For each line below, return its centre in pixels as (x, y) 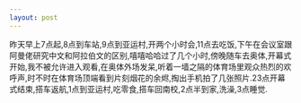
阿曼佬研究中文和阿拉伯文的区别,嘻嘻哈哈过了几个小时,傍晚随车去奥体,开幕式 (150, 56)
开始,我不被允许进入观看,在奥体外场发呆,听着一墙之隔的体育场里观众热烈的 (147, 66)
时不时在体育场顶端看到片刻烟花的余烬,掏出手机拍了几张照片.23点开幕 (156, 78)
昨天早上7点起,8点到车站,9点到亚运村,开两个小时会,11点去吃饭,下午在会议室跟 (151, 44)
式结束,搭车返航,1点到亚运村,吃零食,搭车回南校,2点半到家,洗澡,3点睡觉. (138, 89)
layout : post (34, 17)
